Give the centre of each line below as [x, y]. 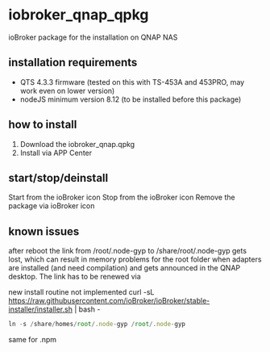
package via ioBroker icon [52, 206]
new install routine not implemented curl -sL [81, 292]
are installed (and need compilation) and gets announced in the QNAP [125, 268]
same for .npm [33, 340]
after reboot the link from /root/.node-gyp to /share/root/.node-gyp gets [128, 251]
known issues [44, 231]
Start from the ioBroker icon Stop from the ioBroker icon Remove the [122, 197]
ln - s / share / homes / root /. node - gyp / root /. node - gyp [97, 325]
